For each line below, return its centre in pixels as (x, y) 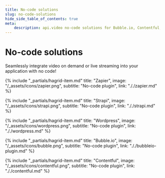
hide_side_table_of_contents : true (42, 19)
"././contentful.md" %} (28, 171)
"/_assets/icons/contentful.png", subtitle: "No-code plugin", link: (70, 166)
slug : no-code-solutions (31, 14)
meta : (11, 23)
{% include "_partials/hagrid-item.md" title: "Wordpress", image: (70, 120)
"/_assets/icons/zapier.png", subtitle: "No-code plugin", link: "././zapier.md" (81, 86)
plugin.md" (16, 151)
